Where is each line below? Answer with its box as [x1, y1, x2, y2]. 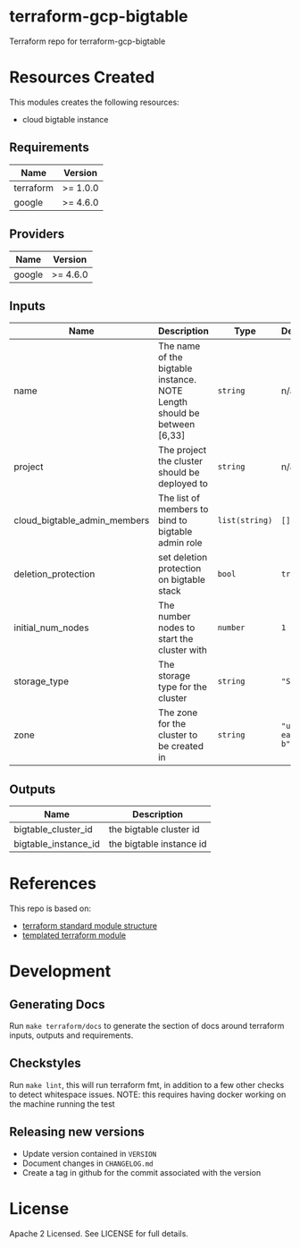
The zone [157, 706, 198, 719]
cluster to [157, 729, 198, 741]
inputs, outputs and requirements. [9, 1030, 134, 1041]
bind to [157, 514, 187, 527]
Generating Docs [9, 997, 105, 1012]
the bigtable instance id [108, 838, 207, 850]
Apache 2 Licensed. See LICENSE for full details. [9, 1227, 189, 1239]
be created [157, 740, 204, 753]
